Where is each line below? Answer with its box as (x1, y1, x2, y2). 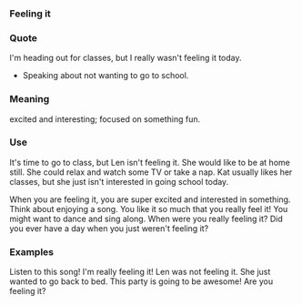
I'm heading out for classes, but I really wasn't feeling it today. (9, 53, 243, 64)
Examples (9, 245, 55, 258)
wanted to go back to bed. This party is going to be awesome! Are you (9, 276, 274, 287)
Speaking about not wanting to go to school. (22, 70, 189, 81)
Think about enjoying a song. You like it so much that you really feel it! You (9, 203, 288, 214)
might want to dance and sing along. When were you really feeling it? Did (9, 213, 284, 224)
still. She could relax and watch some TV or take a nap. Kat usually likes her (9, 167, 293, 178)
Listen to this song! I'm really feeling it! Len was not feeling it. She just (9, 267, 271, 278)
